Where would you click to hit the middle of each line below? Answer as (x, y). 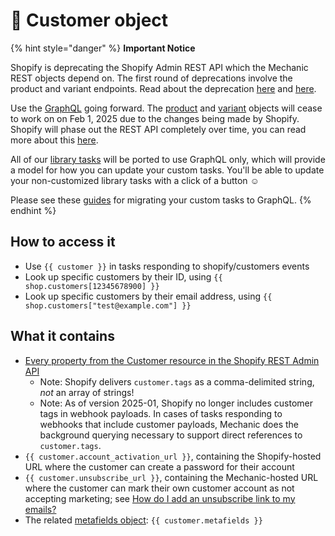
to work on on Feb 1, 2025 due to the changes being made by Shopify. (155, 118)
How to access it (63, 242)
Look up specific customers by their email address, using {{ (148, 296)
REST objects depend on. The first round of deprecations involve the (151, 78)
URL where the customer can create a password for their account (159, 466)
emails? (40, 509)
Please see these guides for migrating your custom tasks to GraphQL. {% (161, 200)
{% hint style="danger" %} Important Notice (103, 48)
